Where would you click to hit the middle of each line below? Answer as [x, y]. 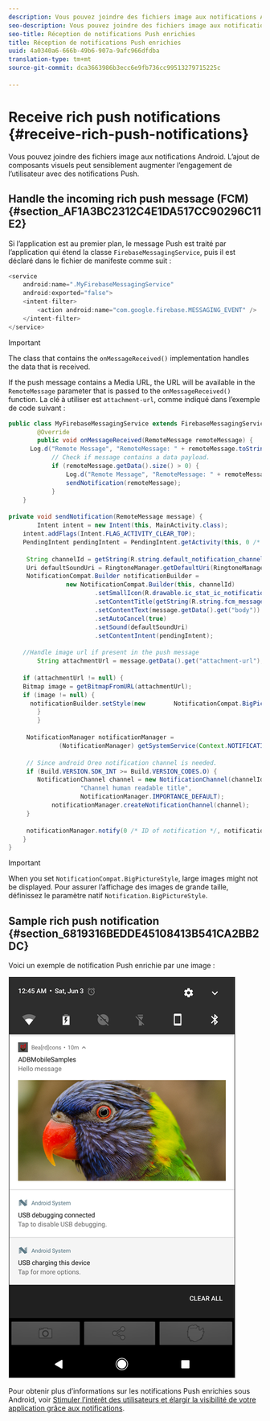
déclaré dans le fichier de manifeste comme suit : [90, 261]
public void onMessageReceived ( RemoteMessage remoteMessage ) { [145, 441]
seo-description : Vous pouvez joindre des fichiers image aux [115, 25]
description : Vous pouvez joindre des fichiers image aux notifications [133, 17]
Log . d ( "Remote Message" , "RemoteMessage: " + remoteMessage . [134, 449]
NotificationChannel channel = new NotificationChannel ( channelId [151, 780]
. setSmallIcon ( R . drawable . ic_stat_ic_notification [181, 593]
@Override [53, 432]
